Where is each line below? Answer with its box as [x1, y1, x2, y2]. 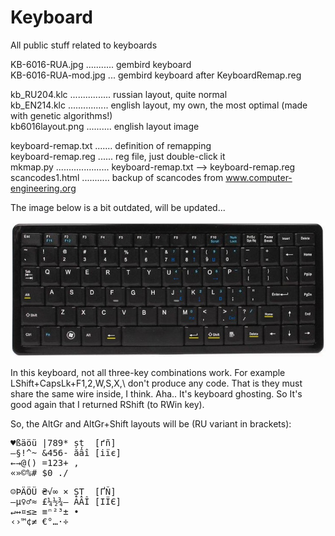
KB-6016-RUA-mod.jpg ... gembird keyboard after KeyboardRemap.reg [10, 69, 302, 81]
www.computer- [225, 171, 293, 183]
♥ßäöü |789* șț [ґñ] [10, 437, 117, 449]
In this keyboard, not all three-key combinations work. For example [10, 367, 286, 379]
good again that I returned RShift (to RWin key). [10, 399, 205, 411]
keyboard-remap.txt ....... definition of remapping [10, 139, 212, 151]
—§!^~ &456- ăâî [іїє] [10, 447, 122, 459]
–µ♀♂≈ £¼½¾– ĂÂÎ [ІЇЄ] [10, 496, 122, 508]
